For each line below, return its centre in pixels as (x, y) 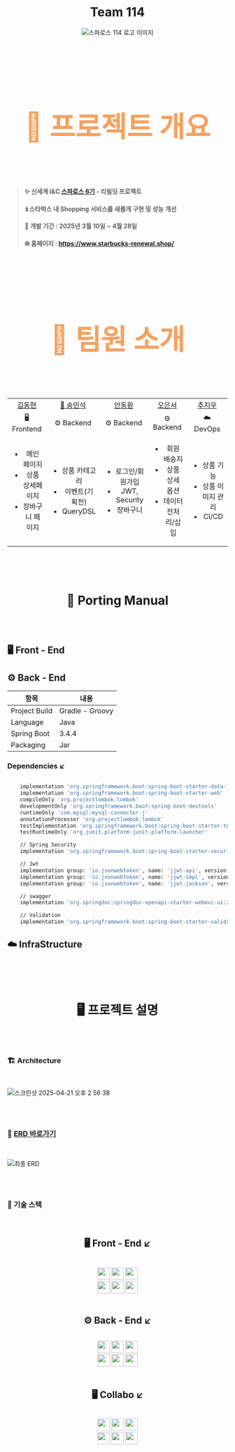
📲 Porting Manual (117, 601)
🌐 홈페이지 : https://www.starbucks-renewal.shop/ (99, 243)
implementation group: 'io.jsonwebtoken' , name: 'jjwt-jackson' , (117, 883)
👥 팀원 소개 (117, 339)
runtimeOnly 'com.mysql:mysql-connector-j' (84, 813)
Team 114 (117, 12)
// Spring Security (48, 845)
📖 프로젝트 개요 (117, 126)
